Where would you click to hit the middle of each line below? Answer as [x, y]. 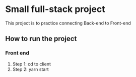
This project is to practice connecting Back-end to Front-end [68, 23]
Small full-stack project [55, 9]
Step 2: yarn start [30, 69]
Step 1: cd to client [32, 64]
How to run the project [41, 39]
